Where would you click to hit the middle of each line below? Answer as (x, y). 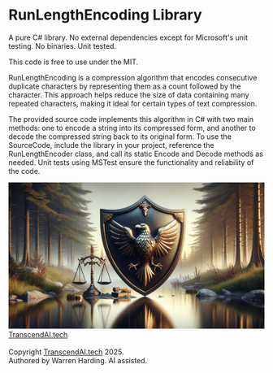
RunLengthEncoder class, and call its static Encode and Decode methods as (136, 154)
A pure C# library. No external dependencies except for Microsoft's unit (128, 37)
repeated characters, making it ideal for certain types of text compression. (133, 103)
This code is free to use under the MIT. (74, 62)
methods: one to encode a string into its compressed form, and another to (132, 128)
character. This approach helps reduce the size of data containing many (129, 94)
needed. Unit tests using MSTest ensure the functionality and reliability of (131, 162)
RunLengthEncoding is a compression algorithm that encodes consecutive (133, 77)
